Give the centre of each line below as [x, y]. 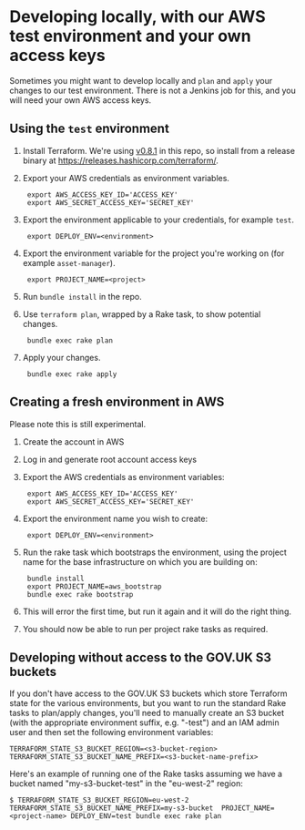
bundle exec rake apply [72, 374]
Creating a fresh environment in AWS [117, 402]
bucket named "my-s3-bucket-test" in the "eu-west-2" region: [127, 784]
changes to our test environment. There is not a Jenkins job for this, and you [152, 90]
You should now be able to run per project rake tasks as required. [145, 629]
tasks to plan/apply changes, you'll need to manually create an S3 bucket [147, 713]
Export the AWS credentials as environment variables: [123, 476]
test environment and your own [131, 36]
